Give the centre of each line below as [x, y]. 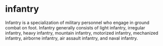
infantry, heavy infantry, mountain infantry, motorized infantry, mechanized [82, 33]
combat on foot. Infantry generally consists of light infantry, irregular [75, 27]
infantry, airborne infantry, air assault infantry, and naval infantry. [72, 38]
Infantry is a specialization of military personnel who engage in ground [77, 23]
